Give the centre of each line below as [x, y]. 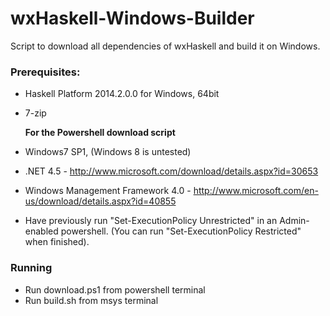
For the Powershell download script [100, 133]
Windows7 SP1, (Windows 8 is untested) [108, 152]
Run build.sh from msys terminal [91, 300]
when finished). [57, 242]
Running [31, 268]
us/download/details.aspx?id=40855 [100, 201]
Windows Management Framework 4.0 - [108, 191]
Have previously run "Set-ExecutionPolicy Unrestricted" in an [151, 221]
